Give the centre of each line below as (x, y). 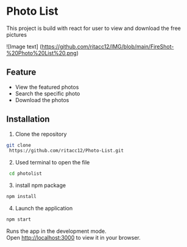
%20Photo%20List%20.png (42, 53)
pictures (17, 34)
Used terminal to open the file (52, 163)
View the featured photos (47, 87)
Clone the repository (41, 134)
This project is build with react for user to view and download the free (94, 28)
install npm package (40, 185)
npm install (21, 197)
